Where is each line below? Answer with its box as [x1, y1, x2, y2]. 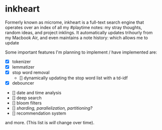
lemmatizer [12, 64, 35, 70]
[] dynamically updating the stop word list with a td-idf [19, 75, 128, 81]
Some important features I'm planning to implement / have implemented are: [5, 49, 158, 55]
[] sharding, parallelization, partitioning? [12, 105, 93, 111]
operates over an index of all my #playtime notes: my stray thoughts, [5, 24, 142, 30]
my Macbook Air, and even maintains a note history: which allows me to [5, 35, 148, 41]
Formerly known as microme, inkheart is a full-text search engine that [5, 19, 144, 25]
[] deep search [12, 95, 42, 101]
